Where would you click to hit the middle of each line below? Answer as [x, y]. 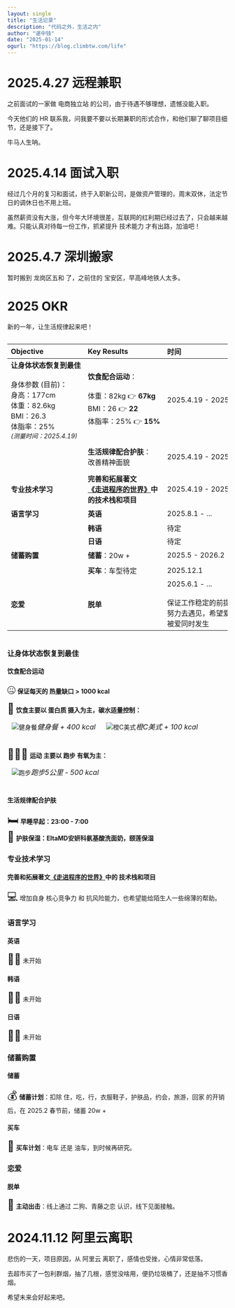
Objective [27, 351]
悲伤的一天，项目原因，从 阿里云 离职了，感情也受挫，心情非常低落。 [107, 1259]
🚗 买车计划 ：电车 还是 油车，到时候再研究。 [72, 1146]
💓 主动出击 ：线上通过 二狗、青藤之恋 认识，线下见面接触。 [93, 1205]
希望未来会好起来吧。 [38, 1298]
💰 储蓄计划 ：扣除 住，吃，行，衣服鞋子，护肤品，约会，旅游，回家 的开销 [116, 1095]
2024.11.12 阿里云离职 [70, 1238]
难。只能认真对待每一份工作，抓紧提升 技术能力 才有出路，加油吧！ [104, 226]
